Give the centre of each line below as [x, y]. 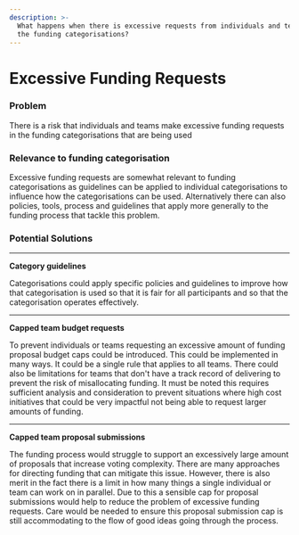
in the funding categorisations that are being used [101, 135]
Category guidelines [48, 266]
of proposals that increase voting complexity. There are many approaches [145, 464]
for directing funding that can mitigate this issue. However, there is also [140, 473]
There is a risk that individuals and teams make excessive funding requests [147, 125]
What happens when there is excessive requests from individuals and [149, 26]
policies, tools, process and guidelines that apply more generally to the [139, 206]
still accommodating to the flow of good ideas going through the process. [144, 521]
